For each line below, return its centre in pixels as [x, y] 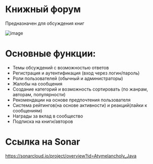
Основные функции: [50, 54]
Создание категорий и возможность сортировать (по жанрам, [80, 89]
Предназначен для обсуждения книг [45, 23]
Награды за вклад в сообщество [48, 116]
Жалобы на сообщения [37, 84]
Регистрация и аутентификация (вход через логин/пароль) [76, 73]
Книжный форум [43, 9]
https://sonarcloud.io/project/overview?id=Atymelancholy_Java [71, 156]
